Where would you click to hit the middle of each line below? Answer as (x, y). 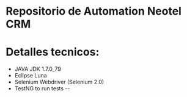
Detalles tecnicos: (53, 52)
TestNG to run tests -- (42, 88)
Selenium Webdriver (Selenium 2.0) (59, 82)
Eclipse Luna (31, 76)
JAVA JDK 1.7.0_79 (38, 69)
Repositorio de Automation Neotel (94, 11)
